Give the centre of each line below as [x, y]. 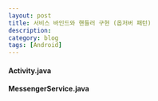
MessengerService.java [49, 89]
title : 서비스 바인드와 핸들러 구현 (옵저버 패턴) [80, 23]
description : [30, 30]
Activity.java [30, 70]
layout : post [30, 16]
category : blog [34, 38]
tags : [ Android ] [35, 45]
